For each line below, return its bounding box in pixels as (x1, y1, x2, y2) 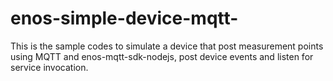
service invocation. (10, 61, 89, 73)
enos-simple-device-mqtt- (10, 7, 239, 30)
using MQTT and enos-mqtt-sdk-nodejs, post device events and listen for (10, 50, 314, 62)
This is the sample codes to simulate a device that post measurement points (10, 40, 324, 52)
